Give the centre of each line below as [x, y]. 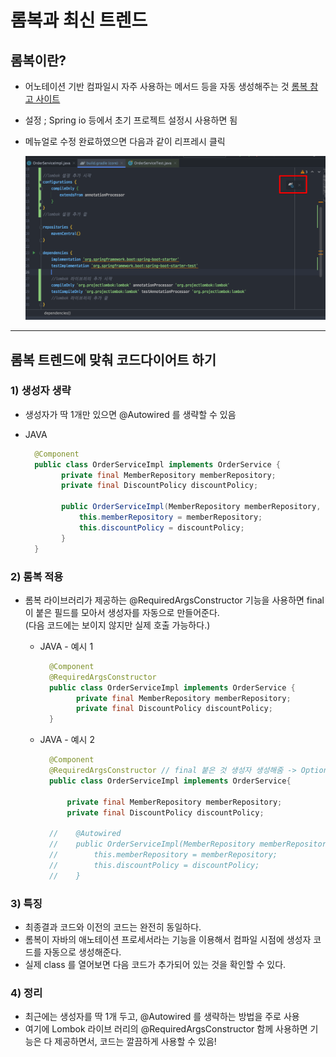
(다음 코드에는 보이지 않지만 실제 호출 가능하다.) [117, 625]
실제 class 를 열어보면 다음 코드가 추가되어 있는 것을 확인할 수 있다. [155, 964]
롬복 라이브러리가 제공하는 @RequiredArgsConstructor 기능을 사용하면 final [174, 600]
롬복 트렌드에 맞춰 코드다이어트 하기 [113, 359]
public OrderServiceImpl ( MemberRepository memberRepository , [191, 507]
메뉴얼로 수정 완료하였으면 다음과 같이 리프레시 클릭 [125, 141]
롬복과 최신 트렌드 [79, 20]
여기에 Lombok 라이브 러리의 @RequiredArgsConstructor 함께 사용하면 [166, 1029]
